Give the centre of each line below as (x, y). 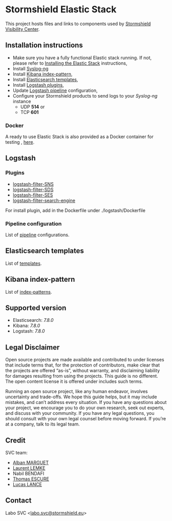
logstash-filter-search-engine (44, 200)
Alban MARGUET (31, 462)
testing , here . (20, 142)
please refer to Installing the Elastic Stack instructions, (70, 63)
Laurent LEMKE (29, 468)
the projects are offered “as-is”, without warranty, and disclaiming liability (83, 371)
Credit (15, 440)
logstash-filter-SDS (33, 189)
